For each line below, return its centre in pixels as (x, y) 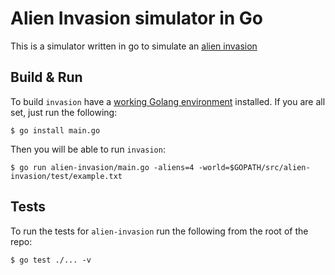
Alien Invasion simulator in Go (137, 18)
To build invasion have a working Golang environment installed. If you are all (168, 101)
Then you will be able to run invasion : (88, 149)
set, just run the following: (64, 112)
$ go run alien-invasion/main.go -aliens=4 (102, 167)
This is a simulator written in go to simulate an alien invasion (134, 46)
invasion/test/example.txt (66, 176)
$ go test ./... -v (51, 260)
